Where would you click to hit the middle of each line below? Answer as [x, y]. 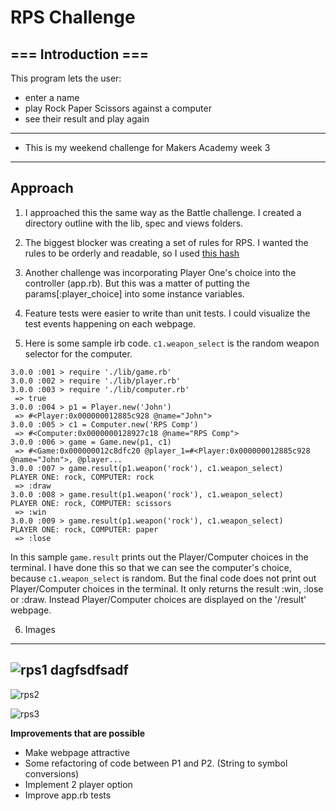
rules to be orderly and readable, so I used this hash [132, 253]
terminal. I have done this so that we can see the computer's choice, [151, 567]
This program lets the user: [66, 78]
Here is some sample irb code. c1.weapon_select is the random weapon [172, 343]
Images [40, 629]
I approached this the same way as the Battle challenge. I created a [163, 212]
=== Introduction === [80, 54]
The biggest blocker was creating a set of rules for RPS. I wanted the [166, 242]
